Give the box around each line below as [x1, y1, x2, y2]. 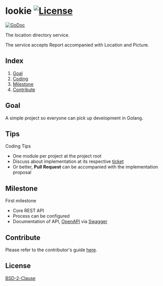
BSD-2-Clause [5, 275, 36, 281]
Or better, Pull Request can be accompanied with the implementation [12, 164, 158, 170]
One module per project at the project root [12, 153, 102, 159]
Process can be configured [12, 213, 70, 219]
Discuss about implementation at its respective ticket [12, 158, 124, 164]
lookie [5, 5, 32, 17]
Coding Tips [5, 143, 31, 149]
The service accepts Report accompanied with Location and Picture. [5, 41, 149, 48]
